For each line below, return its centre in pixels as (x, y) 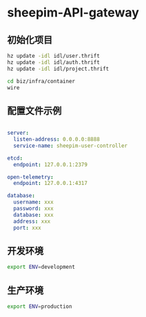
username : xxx (33, 202)
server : (18, 133)
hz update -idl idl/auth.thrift (53, 62)
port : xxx (27, 228)
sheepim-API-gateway (73, 13)
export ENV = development (41, 267)
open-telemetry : (30, 177)
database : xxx (33, 215)
